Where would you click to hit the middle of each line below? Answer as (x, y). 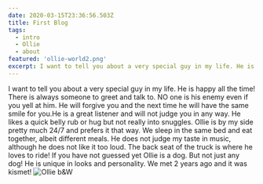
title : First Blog (38, 23)
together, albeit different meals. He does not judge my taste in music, (120, 139)
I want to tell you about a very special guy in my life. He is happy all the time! (132, 88)
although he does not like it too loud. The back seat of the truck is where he (130, 146)
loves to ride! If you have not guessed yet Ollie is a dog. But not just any (124, 155)
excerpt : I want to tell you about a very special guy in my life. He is (131, 67)
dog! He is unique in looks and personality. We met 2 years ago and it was (128, 163)
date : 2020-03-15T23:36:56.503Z (61, 15)
